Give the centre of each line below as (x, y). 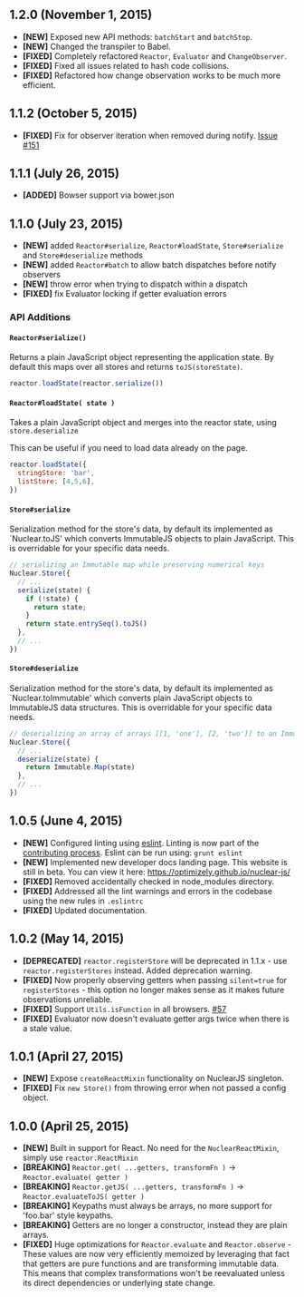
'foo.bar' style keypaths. (68, 1215)
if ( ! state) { (52, 599)
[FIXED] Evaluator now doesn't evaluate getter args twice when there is (156, 1019)
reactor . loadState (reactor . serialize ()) (87, 384)
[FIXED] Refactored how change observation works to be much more (152, 75)
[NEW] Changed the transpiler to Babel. (96, 46)
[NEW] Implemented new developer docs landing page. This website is (155, 862)
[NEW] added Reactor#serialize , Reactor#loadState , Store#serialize (153, 246)
